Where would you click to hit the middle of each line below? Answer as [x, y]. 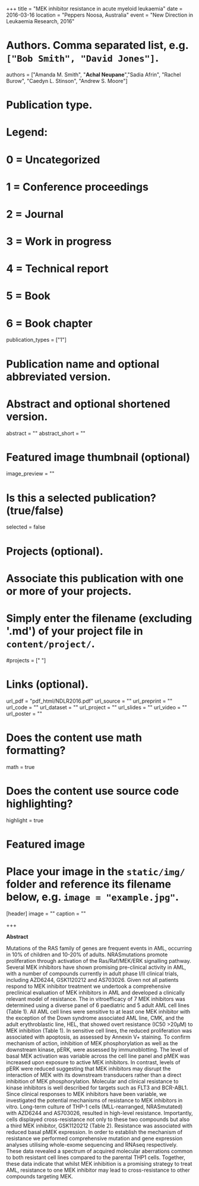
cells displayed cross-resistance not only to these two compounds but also [98, 1119]
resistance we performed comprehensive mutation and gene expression [94, 1138]
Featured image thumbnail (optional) [98, 457]
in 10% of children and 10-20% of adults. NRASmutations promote [87, 955]
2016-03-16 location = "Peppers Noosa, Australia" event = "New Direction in [100, 15]
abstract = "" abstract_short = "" [46, 433]
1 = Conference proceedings [77, 187]
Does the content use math [74, 738]
